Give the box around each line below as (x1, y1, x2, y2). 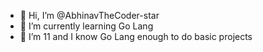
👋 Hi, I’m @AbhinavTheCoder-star (19, 10, 160, 21)
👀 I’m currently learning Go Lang (19, 20, 154, 32)
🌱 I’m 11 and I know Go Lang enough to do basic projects (19, 31, 253, 42)
